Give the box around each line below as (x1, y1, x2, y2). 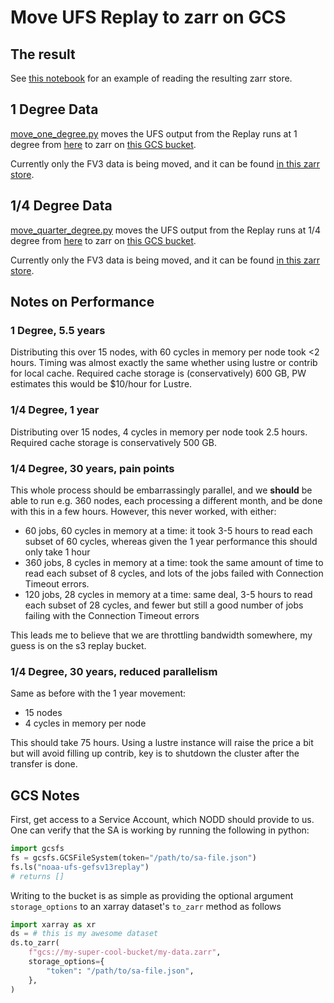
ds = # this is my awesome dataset (10, 929, 159, 939)
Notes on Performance (10, 294, 155, 311)
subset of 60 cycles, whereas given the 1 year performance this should (24, 535, 318, 547)
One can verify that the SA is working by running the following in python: (10, 824, 310, 836)
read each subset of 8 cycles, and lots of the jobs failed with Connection (24, 567, 324, 579)
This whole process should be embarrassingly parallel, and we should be (10, 484, 313, 496)
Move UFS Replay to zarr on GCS (10, 6, 287, 29)
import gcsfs (10, 844, 65, 854)
